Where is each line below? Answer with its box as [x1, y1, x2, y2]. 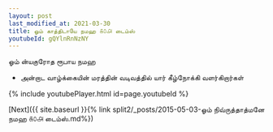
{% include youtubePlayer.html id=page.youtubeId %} [8, 89, 189, 99]
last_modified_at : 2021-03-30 [8, 19, 111, 28]
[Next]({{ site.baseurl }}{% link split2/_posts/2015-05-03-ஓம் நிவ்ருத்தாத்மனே [8, 104, 265, 114]
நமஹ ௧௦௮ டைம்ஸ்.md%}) [8, 114, 94, 124]
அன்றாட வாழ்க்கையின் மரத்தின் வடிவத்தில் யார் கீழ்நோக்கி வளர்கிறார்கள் [19, 73, 245, 83]
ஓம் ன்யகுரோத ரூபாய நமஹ [8, 57, 96, 66]
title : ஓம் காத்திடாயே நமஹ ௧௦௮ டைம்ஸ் [8, 27, 136, 35]
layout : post [8, 11, 53, 20]
